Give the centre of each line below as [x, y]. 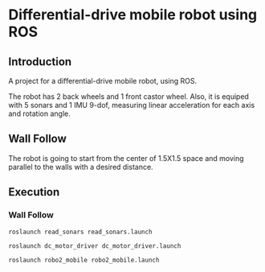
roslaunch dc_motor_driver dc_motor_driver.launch [95, 246]
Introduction [40, 62]
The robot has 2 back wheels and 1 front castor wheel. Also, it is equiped [128, 97]
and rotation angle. [39, 113]
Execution [34, 192]
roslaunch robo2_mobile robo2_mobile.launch [84, 260]
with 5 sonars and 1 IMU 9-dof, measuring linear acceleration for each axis [132, 105]
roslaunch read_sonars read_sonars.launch [80, 232]
